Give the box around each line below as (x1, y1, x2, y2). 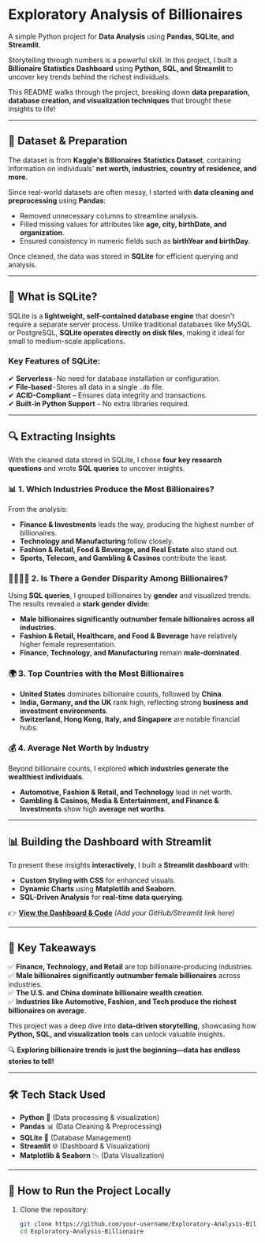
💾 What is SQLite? (8, 290, 98, 304)
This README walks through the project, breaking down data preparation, (8, 87, 250, 96)
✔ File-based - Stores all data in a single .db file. (8, 382, 164, 391)
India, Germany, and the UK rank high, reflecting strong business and (19, 697, 248, 707)
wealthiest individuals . (8, 771, 84, 782)
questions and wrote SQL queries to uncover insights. (8, 463, 185, 472)
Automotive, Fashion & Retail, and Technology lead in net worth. (19, 787, 233, 797)
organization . (19, 227, 65, 237)
